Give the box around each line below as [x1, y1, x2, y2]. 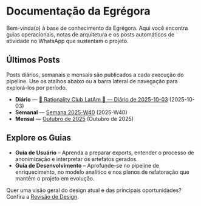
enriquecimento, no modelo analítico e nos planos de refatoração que [15, 168, 189, 176]
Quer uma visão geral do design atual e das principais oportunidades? [6, 187, 182, 194]
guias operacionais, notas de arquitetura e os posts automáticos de [6, 30, 175, 38]
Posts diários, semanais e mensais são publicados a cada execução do [6, 71, 184, 78]
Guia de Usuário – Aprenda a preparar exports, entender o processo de [15, 149, 194, 156]
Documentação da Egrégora [6, 4, 151, 18]
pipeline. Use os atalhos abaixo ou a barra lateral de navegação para [6, 77, 178, 84]
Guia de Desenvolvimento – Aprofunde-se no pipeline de [15, 162, 160, 169]
